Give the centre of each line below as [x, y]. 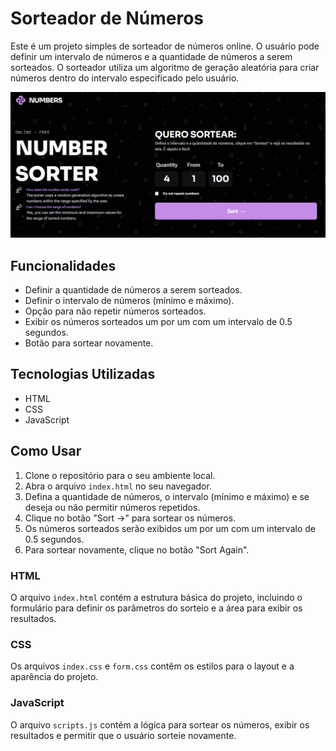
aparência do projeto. [54, 677]
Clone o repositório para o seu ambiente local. [120, 475]
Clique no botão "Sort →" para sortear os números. [130, 518]
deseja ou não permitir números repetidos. [112, 507]
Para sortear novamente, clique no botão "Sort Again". [137, 549]
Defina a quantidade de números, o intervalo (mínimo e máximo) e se [167, 496]
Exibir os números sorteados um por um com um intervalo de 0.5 [158, 322]
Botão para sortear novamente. [89, 343]
